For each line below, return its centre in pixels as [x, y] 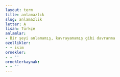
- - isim [15, 48]
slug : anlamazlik [24, 19]
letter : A [16, 24]
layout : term [19, 10]
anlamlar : [16, 33]
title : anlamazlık [25, 15]
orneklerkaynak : [22, 62]
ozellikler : [18, 43]
